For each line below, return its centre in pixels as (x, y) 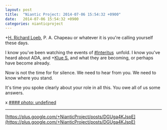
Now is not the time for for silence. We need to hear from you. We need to (81, 73)
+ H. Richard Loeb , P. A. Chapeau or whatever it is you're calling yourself (79, 38)
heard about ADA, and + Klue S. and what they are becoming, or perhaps (79, 58)
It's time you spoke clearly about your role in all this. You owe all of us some (83, 88)
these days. (17, 43)
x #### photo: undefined (31, 103)
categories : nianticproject (34, 24)
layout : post (19, 10)
